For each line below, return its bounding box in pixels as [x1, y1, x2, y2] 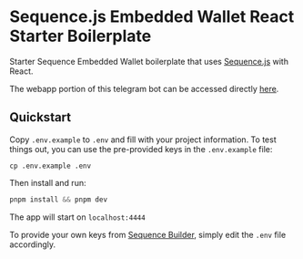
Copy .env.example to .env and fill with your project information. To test [9, 134, 277, 145]
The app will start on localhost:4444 [9, 212, 146, 223]
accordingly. [9, 239, 56, 250]
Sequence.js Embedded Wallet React [9, 6, 295, 27]
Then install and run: [9, 177, 86, 188]
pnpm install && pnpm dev [9, 194, 107, 204]
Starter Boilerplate [9, 26, 152, 47]
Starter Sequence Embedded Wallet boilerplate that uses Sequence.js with [9, 56, 289, 67]
